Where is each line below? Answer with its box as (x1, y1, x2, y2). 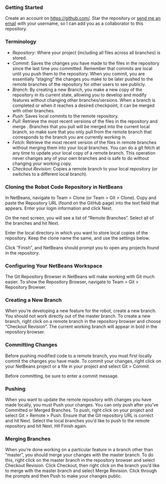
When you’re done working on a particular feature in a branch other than (5, 447, 153, 453)
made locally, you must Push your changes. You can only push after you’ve (5, 402, 159, 408)
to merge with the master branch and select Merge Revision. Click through (5, 468, 157, 474)
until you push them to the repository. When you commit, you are (12, 71, 145, 77)
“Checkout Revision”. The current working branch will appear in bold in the (5, 323, 158, 329)
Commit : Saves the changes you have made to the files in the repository (12, 60, 160, 66)
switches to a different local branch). (12, 171, 88, 177)
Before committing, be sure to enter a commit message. (5, 373, 119, 379)
